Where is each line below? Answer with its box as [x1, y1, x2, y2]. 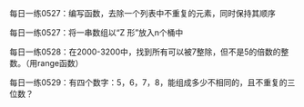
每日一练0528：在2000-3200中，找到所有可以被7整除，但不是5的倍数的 [9, 46, 281, 57]
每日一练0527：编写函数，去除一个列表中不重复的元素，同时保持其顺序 [9, 8, 276, 18]
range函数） [36, 58, 84, 68]
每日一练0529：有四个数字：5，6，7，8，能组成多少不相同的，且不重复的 [9, 77, 288, 88]
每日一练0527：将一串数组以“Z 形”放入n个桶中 [9, 27, 184, 38]
